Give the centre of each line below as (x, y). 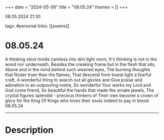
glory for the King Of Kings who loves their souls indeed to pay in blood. (77, 100)
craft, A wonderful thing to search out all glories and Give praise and (74, 80)
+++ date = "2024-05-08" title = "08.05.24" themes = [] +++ (67, 7)
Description (29, 130)
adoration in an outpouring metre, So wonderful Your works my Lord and (78, 85)
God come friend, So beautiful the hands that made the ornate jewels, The (80, 90)
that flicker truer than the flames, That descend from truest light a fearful (78, 75)
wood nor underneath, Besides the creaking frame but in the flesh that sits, (81, 64)
